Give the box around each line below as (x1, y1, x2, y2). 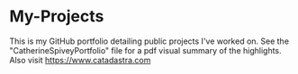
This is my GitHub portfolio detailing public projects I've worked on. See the (9, 36, 290, 46)
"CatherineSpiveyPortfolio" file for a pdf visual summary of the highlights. (9, 45, 282, 55)
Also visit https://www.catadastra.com (9, 54, 151, 65)
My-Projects (9, 6, 104, 27)
